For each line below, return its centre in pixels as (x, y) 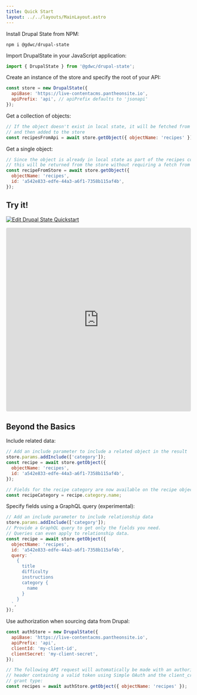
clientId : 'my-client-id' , (44, 648)
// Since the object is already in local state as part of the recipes (95, 159)
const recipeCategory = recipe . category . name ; (64, 495)
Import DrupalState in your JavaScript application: (67, 55)
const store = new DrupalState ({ (47, 88)
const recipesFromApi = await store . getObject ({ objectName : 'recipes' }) (99, 138)
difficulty (35, 572)
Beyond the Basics (41, 427)
